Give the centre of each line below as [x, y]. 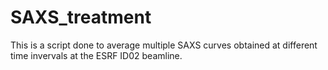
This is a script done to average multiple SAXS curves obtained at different [164, 45]
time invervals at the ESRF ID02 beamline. [96, 55]
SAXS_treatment [81, 17]
